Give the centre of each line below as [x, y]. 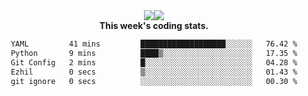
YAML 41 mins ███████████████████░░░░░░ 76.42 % [154, 44]
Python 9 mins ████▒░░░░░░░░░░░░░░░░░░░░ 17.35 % [154, 53]
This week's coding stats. [154, 25]
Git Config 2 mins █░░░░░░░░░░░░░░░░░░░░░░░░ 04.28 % [154, 62]
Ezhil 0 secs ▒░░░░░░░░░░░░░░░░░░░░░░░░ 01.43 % [154, 72]
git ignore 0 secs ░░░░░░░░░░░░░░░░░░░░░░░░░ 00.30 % [154, 81]
